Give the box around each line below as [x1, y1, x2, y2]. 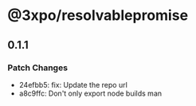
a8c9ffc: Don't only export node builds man [18, 88, 163, 98]
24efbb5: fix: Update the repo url [18, 80, 128, 89]
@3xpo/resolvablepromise [7, 6, 189, 25]
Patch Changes [7, 62, 69, 73]
